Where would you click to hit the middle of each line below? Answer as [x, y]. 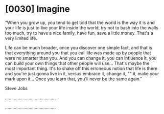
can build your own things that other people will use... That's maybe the [77, 63]
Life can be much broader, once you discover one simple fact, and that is [79, 47]
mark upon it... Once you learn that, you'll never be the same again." [74, 79]
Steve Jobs [16, 88]
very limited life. [21, 38]
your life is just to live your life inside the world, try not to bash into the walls [82, 27]
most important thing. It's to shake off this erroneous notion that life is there [81, 68]
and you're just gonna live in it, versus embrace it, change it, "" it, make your [82, 73]
